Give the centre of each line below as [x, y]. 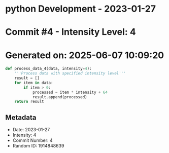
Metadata [21, 117]
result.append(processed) [60, 97]
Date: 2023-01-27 [31, 130]
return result [29, 102]
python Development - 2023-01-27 [81, 9]
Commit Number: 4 [32, 140]
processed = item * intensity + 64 [70, 92]
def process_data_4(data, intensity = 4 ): [49, 69]
